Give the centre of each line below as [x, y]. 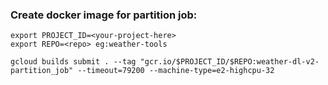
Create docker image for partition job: [104, 15]
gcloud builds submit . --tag [73, 62]
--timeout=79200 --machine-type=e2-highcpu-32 [176, 71]
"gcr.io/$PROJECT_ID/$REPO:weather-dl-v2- [229, 62]
